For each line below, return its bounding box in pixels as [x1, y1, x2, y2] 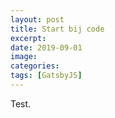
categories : [10, 61, 60, 71]
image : [10, 52, 38, 62]
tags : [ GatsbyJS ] [10, 71, 83, 81]
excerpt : [10, 33, 47, 43]
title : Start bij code [10, 24, 105, 34]
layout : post [10, 14, 65, 25]
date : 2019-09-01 [10, 42, 83, 53]
